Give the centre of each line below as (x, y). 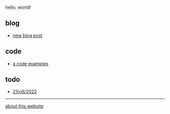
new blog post (28, 35)
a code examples (30, 63)
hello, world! (18, 7)
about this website (25, 106)
